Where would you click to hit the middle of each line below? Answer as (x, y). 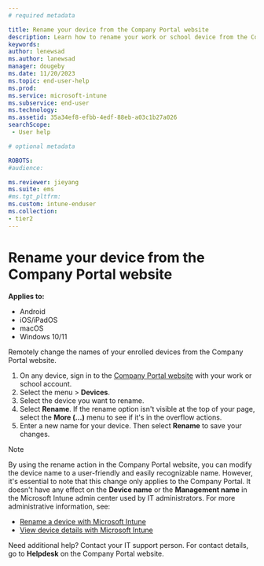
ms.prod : (22, 88)
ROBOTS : (21, 161)
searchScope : (29, 125)
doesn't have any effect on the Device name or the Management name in (128, 490)
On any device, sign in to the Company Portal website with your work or (136, 375)
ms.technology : (33, 110)
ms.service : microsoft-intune (58, 95)
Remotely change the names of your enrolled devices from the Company (126, 352)
